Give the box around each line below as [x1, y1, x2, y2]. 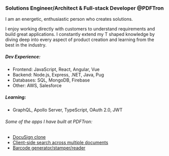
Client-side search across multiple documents [12, 139, 108, 146]
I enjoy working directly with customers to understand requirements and [5, 26, 155, 32]
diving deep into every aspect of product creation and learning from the [5, 36, 154, 43]
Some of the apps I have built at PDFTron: [5, 119, 92, 125]
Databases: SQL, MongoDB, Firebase [12, 77, 90, 83]
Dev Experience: [5, 53, 41, 60]
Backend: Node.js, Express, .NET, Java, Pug [12, 72, 104, 78]
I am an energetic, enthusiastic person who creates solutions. [5, 16, 133, 22]
